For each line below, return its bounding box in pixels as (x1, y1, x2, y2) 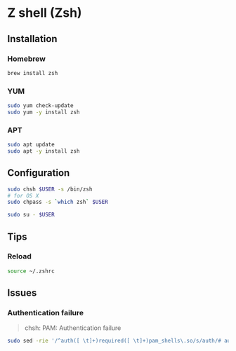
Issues (7, 287, 37, 299)
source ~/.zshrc (7, 268, 55, 275)
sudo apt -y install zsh (7, 147, 80, 155)
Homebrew (7, 54, 46, 64)
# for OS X (7, 192, 39, 199)
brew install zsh (7, 69, 58, 76)
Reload (7, 252, 32, 261)
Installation (7, 33, 58, 45)
